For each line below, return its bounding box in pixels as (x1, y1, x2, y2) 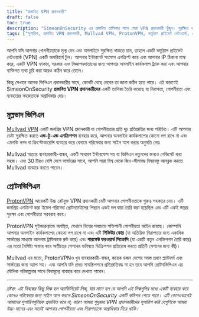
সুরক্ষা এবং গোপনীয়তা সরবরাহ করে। (6, 210, 67, 217)
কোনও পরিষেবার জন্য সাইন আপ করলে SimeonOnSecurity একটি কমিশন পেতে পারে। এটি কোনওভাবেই (6, 292, 191, 299)
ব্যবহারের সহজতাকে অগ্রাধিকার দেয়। (6, 92, 67, 100)
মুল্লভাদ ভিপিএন (6, 110, 44, 120)
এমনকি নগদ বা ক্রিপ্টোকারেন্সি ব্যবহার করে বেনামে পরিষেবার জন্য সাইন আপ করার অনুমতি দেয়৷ (6, 139, 160, 146)
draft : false (6, 14, 39, 20)
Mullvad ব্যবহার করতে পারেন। (6, 164, 64, 171)
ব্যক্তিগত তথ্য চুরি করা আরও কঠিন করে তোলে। (6, 67, 84, 74)
